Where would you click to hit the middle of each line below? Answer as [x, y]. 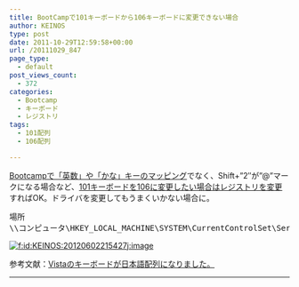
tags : [19, 125]
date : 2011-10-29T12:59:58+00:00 [71, 42]
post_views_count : [43, 76]
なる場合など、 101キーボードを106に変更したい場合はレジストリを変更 [154, 187]
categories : [31, 92]
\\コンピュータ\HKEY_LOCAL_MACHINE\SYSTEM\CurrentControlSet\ [143, 228]
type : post [29, 34]
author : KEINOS [37, 26]
